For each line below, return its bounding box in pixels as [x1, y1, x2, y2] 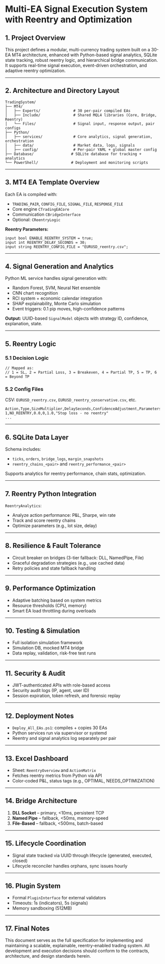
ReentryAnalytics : [5, 502, 42, 509]
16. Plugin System [5, 882, 61, 890]
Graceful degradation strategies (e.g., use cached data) [12, 560, 125, 566]
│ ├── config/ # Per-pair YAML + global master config [5, 147, 157, 152]
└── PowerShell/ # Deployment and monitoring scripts [5, 160, 148, 165]
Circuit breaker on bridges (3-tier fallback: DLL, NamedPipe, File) [12, 554, 144, 561]
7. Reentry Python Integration [5, 490, 97, 498]
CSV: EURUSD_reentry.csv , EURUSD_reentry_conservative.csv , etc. [5, 397, 137, 403]
